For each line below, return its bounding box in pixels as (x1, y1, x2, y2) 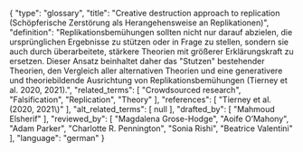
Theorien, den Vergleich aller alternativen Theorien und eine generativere (9, 65, 283, 76)
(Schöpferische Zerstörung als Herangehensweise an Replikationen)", (9, 17, 270, 28)
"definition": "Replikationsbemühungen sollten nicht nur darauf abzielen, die (9, 27, 293, 37)
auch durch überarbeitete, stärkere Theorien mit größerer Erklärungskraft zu (9, 46, 294, 57)
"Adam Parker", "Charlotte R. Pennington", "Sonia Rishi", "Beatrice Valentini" (9, 123, 293, 134)
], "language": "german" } (9, 133, 106, 143)
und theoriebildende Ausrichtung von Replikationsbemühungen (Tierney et (9, 75, 288, 85)
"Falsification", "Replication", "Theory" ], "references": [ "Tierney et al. (9, 94, 271, 105)
